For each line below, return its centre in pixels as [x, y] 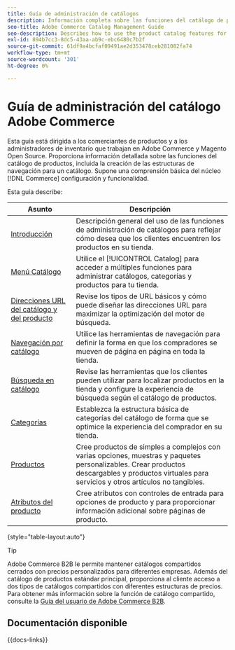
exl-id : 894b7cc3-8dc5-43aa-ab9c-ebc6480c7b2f [76, 40]
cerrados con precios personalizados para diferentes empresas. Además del [117, 571]
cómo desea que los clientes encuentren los [149, 238]
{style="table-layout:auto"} [46, 537]
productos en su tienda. [115, 247]
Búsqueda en [33, 380]
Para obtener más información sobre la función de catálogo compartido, [111, 593]
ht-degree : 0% [28, 66]
